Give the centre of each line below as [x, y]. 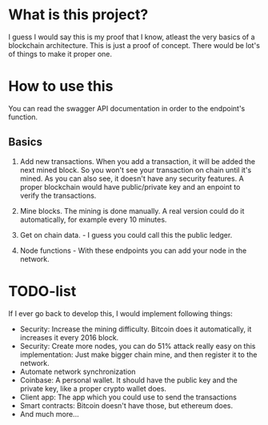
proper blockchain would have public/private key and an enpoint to [130, 186]
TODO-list [42, 291]
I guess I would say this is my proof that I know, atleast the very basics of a [132, 37]
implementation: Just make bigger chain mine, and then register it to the [138, 355]
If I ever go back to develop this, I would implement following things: [121, 313]
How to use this [61, 86]
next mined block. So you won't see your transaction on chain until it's [136, 170]
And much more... [49, 414]
